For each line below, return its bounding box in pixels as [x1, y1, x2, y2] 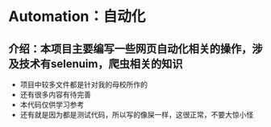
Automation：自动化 [8, 7, 146, 26]
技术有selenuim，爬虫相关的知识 [19, 57, 183, 71]
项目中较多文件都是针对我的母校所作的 [19, 80, 148, 89]
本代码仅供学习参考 [19, 100, 85, 109]
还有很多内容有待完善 [19, 90, 91, 99]
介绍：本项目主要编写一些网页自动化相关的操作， [8, 42, 252, 55]
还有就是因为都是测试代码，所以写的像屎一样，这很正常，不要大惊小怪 [19, 110, 254, 119]
